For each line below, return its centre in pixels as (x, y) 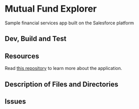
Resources (22, 56)
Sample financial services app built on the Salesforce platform (69, 23)
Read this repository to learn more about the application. (63, 68)
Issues (15, 101)
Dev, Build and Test (36, 39)
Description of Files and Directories (62, 84)
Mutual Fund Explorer (51, 9)
